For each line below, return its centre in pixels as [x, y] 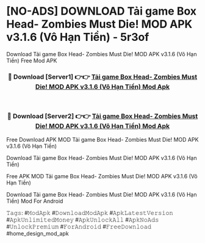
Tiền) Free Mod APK [32, 60]
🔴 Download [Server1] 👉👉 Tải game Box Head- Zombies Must [103, 76]
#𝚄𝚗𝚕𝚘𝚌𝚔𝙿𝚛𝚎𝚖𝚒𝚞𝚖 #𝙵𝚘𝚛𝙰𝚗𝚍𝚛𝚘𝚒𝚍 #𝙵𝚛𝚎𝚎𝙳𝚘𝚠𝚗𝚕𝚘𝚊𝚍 [79, 227]
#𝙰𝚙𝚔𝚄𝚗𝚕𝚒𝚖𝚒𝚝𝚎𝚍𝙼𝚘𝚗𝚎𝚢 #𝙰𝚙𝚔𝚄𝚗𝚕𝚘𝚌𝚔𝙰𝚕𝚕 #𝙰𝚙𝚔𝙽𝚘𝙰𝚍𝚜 [83, 219]
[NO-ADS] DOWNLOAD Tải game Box [102, 11]
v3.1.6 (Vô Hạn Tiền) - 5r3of [78, 37]
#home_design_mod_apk [38, 233]
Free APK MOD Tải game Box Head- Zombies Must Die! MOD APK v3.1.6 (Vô [102, 176]
